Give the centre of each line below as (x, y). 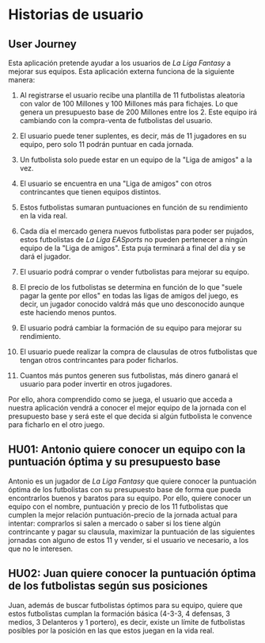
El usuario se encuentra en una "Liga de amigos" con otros (115, 183)
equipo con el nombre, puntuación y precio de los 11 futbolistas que (118, 506)
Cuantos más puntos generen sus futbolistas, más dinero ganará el (129, 375)
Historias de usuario (76, 15)
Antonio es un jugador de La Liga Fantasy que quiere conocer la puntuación (132, 481)
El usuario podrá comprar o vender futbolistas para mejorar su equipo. (134, 272)
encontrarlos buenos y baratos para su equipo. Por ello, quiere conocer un (130, 498)
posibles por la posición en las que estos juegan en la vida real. (112, 630)
